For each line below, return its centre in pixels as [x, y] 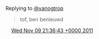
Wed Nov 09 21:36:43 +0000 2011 [52, 30]
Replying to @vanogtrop [34, 8]
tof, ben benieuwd [41, 19]
